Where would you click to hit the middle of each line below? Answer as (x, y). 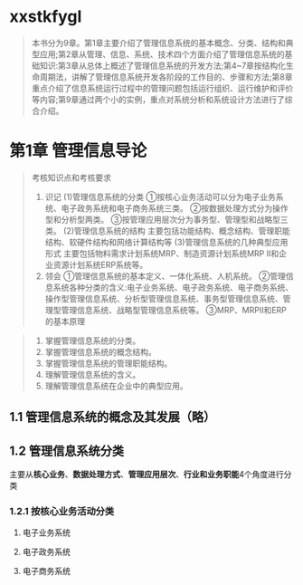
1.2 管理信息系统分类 (67, 451)
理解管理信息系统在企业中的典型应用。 (116, 386)
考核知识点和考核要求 (71, 177)
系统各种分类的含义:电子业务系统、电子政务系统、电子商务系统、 (173, 287)
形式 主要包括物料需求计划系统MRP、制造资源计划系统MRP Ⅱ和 (162, 253)
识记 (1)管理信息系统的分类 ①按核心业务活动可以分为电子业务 (160, 197)
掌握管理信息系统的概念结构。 (100, 351)
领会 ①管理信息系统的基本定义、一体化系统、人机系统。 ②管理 (166, 276)
